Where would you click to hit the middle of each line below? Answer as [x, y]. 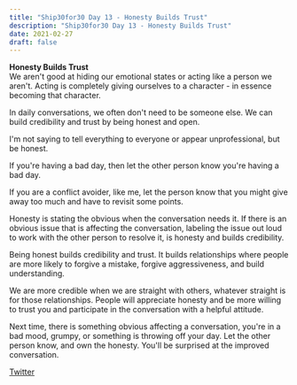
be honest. [29, 149]
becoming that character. [55, 96]
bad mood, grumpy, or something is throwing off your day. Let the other [140, 336]
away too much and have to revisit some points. [96, 202]
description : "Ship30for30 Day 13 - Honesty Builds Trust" [121, 26]
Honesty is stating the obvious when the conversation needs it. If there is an [148, 219]
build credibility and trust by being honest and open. [105, 122]
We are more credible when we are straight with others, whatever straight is [148, 291]
